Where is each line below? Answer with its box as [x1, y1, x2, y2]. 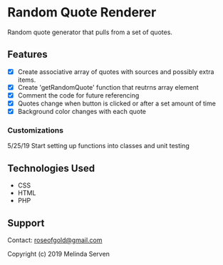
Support [7, 217, 45, 229]
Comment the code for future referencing [17, 90, 140, 100]
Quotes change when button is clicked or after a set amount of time [17, 99, 216, 108]
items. [17, 76, 36, 84]
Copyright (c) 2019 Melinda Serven [7, 249, 110, 258]
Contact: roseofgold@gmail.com [7, 236, 103, 244]
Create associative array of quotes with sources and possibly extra [17, 67, 214, 76]
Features [7, 48, 48, 61]
